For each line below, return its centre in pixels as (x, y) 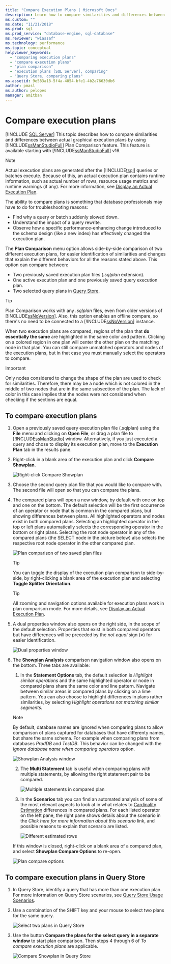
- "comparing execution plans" (43, 57)
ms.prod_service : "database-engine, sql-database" (60, 34)
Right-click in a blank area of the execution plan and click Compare (83, 460)
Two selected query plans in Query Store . (56, 291)
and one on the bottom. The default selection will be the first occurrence (89, 505)
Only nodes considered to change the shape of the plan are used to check (83, 378)
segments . (31, 707)
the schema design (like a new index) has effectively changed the (81, 233)
